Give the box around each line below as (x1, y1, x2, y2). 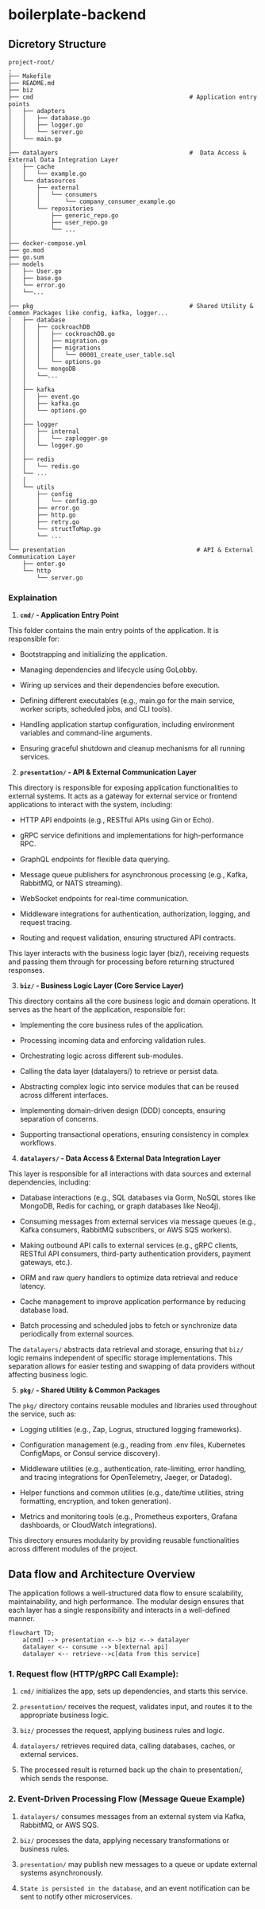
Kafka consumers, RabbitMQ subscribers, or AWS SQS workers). (19, 1225, 232, 1235)
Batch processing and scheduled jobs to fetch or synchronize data (19, 1321, 238, 1330)
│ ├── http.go (8, 511, 77, 519)
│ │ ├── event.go (8, 392, 80, 400)
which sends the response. (19, 1774, 109, 1783)
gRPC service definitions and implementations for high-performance (19, 830, 244, 841)
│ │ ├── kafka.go (8, 400, 80, 408)
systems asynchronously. (19, 1868, 103, 1877)
